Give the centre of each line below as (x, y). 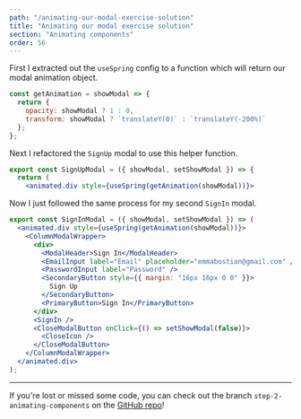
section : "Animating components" (72, 34)
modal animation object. (54, 78)
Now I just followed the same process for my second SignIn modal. (133, 204)
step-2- (268, 396)
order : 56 (28, 43)
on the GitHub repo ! (128, 405)
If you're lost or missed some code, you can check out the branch (131, 395)
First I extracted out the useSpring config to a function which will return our (147, 68)
